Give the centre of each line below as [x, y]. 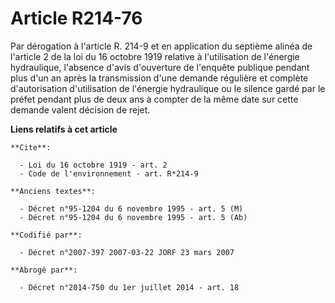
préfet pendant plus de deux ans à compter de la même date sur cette [154, 99]
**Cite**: [31, 147]
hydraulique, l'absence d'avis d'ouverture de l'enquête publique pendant [160, 67]
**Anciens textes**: [53, 191]
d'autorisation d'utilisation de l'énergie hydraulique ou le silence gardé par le [168, 88]
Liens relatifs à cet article [64, 129]
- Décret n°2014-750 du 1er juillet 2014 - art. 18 [129, 287]
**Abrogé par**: [44, 270]
